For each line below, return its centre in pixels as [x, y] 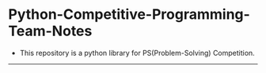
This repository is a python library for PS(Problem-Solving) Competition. [137, 53]
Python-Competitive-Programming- [129, 15]
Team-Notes [50, 31]
